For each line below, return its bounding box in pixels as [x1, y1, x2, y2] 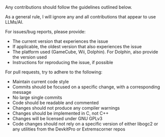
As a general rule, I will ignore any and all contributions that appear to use [5, 14, 156, 19]
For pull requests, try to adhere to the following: [5, 69, 103, 75]
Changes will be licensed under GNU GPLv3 [12, 116, 103, 121]
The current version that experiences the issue [12, 38, 108, 44]
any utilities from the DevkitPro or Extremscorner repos [12, 126, 126, 132]
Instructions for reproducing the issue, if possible [12, 60, 113, 65]
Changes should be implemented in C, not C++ [12, 110, 109, 116]
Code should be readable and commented [12, 100, 99, 106]
